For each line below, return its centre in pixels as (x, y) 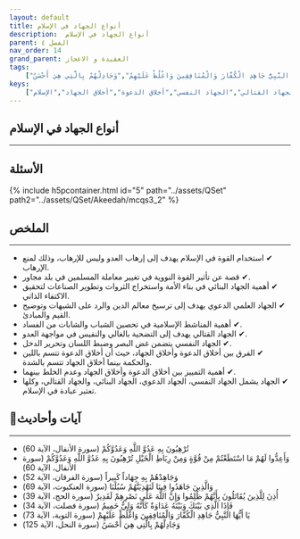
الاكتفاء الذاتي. (46, 295)
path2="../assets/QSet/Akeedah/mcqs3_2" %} (94, 200)
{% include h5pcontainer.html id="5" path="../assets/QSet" (118, 191)
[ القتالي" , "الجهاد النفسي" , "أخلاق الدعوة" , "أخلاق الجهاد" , (147, 92)
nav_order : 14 (36, 51)
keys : (19, 84)
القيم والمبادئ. (46, 314)
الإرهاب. (36, 267)
